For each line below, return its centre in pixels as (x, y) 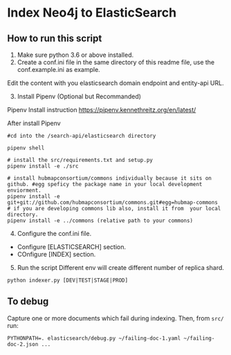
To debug (28, 301)
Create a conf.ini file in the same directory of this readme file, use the (116, 62)
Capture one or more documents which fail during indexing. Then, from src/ (115, 318)
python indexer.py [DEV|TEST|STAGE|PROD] (68, 280)
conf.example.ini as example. (58, 70)
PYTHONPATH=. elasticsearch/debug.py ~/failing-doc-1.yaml (94, 338)
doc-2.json (23, 344)
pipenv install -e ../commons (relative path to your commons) (100, 221)
